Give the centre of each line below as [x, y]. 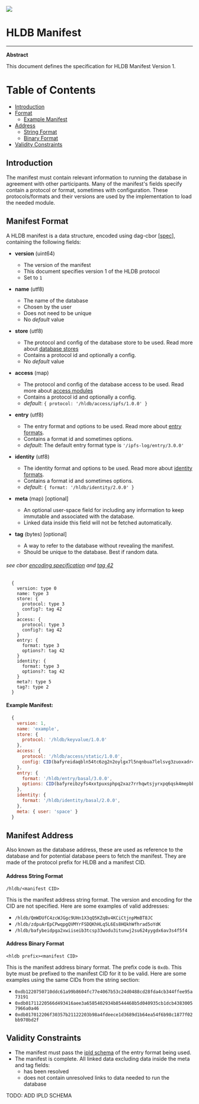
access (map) [32, 373]
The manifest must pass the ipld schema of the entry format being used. [103, 1052]
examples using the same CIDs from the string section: [73, 979]
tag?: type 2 [33, 687]
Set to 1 [33, 277]
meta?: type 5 [34, 682]
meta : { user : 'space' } [47, 812]
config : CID [36, 762]
